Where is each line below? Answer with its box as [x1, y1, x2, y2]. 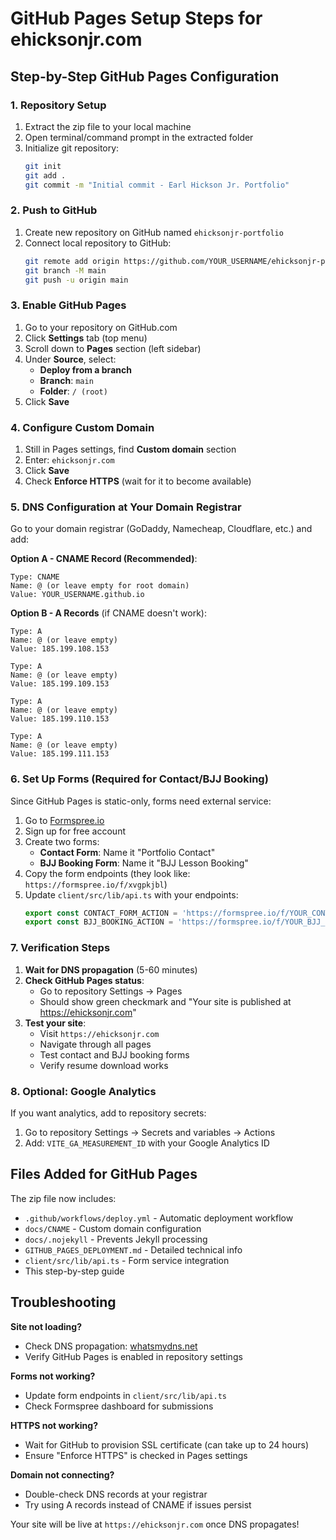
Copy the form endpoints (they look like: [24, 867, 191, 879]
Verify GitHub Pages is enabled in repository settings [24, 1350, 243, 1362]
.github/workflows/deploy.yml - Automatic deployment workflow [24, 1212, 294, 1224]
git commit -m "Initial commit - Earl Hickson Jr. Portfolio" [24, 180, 290, 190]
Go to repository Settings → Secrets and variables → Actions [24, 1126, 276, 1138]
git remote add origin [24, 256, 120, 266]
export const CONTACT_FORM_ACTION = [24, 908, 178, 918]
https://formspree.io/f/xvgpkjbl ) [24, 878, 168, 890]
